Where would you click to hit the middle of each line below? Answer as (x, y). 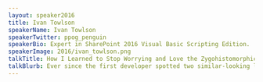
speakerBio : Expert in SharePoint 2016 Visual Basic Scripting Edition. (129, 45)
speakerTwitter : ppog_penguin (58, 37)
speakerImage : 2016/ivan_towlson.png (70, 52)
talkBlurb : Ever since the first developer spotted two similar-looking (129, 66)
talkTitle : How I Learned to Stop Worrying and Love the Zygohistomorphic (133, 59)
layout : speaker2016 (42, 15)
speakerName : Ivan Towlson (52, 30)
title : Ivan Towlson (42, 23)
